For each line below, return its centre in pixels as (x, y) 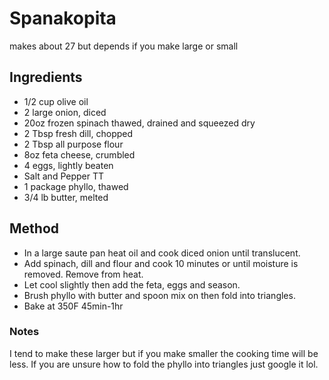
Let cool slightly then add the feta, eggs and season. (132, 284)
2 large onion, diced (65, 112)
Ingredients (46, 77)
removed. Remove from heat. (83, 274)
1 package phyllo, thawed (76, 186)
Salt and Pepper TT (64, 176)
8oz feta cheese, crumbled (79, 154)
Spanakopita (63, 18)
